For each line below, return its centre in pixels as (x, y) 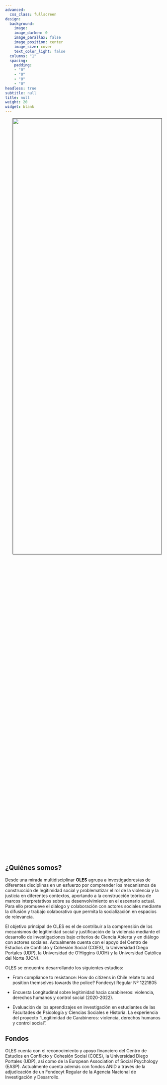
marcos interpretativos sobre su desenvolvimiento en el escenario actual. (80, 901)
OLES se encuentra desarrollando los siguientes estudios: (64, 968)
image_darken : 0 (31, 33)
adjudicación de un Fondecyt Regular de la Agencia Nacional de (71, 1072)
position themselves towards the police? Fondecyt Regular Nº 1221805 (84, 983)
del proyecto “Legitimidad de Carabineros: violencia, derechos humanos (86, 1017)
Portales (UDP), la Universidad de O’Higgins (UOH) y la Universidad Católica (83, 953)
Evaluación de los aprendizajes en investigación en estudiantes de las (84, 1007)
